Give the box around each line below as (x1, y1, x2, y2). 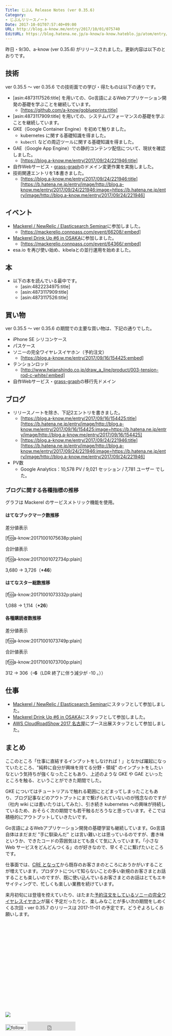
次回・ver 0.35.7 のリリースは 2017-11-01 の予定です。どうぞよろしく (14, 904, 160, 910)
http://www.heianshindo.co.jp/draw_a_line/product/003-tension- (22, 367, 159, 373)
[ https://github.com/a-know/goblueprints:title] (20, 106, 118, 113)
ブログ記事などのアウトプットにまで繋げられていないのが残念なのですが (14, 794, 167, 800)
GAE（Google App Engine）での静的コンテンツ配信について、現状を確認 (12, 145, 166, 151)
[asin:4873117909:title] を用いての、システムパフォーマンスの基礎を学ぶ (12, 113, 165, 119)
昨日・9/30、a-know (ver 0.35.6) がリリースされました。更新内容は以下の (5, 46, 161, 52)
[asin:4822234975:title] (20, 283, 71, 290)
